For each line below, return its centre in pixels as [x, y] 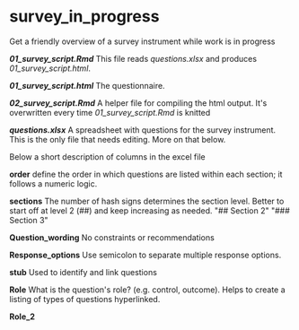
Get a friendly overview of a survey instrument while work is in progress [142, 41]
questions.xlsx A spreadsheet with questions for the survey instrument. [143, 130]
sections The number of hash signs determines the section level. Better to [147, 201]
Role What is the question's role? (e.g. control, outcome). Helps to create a [147, 290]
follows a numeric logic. [53, 183]
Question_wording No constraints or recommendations [112, 237]
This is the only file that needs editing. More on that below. [118, 139]
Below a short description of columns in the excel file [107, 156]
